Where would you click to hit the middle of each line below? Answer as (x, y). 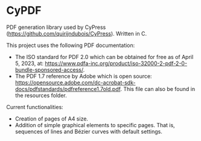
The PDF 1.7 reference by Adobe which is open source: (83, 76)
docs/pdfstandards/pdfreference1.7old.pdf (68, 89)
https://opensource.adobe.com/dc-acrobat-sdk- (75, 83)
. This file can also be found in (158, 89)
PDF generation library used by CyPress (56, 27)
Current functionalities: (35, 107)
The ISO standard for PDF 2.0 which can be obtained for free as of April (104, 57)
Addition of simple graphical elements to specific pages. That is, (95, 125)
